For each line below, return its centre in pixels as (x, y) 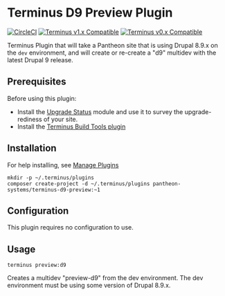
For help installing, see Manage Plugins (63, 165)
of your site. (61, 119)
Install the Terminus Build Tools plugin (71, 127)
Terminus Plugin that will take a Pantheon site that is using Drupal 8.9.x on (112, 45)
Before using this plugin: (42, 98)
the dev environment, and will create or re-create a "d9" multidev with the (112, 53)
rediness (30, 119)
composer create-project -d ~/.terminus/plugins (79, 184)
